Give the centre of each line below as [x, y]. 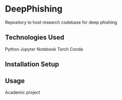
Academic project [23, 92]
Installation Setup [32, 64]
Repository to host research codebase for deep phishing [61, 22]
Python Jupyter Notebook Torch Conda [44, 49]
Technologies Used [34, 37]
